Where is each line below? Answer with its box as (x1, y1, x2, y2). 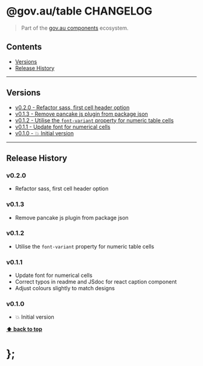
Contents (6, 42, 42, 52)
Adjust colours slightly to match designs (14, 285, 115, 292)
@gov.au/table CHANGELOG (6, 4, 153, 18)
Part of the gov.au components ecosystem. (21, 24, 129, 32)
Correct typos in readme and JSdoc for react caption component (14, 278, 177, 285)
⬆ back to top (6, 325, 42, 333)
